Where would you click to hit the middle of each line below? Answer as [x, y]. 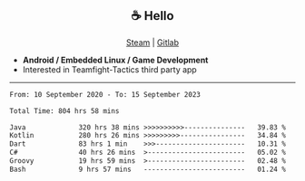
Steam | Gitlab [152, 42]
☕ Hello [152, 16]
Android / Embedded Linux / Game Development [115, 60]
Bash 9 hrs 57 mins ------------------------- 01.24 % [148, 169]
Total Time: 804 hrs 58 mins [64, 111]
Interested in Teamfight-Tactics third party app [109, 69]
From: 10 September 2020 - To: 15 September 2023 [105, 94]
